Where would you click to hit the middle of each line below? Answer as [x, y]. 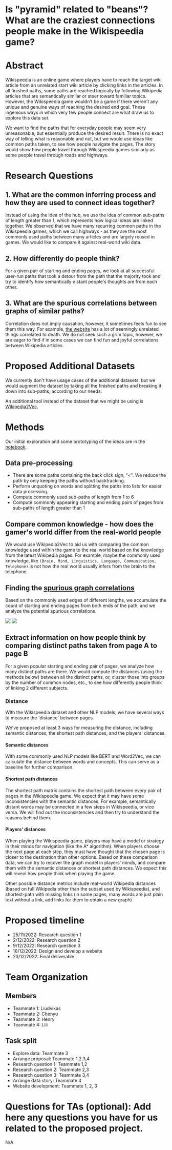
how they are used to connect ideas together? [80, 203]
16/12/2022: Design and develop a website [58, 951]
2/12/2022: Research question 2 [47, 940]
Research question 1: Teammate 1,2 [50, 1064]
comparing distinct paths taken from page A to [81, 646]
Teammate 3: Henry [34, 1019]
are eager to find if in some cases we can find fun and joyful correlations [82, 340]
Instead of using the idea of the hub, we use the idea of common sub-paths [85, 215]
